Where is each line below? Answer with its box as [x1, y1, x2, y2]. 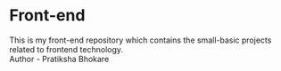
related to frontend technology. [9, 43, 123, 54]
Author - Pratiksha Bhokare [9, 53, 110, 64]
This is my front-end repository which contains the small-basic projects [9, 35, 272, 45]
